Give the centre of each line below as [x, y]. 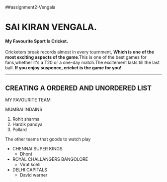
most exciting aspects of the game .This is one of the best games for [76, 57]
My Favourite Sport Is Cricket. [37, 41]
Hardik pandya [27, 124]
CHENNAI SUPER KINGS [38, 149]
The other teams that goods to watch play [48, 139]
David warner [34, 175]
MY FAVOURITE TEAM [28, 100]
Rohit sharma [26, 119]
